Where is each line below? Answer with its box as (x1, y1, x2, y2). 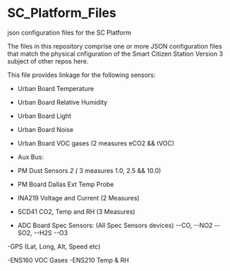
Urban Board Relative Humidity (17, 97, 108, 107)
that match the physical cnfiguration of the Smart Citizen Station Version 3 (7, 49, 224, 58)
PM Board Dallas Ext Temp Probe (17, 180, 114, 188)
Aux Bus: (17, 152, 44, 161)
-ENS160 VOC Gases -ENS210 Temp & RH (7, 255, 129, 264)
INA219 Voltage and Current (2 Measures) (17, 193, 140, 202)
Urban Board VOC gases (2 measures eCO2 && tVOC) (17, 139, 175, 147)
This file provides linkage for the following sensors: (7, 71, 156, 79)
